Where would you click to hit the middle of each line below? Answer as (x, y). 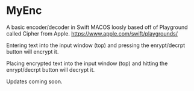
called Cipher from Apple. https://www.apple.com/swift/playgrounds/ (92, 33)
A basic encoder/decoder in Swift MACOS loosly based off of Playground (97, 27)
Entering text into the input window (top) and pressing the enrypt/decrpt (96, 45)
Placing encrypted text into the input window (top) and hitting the (87, 63)
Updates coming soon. (34, 81)
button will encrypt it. (33, 51)
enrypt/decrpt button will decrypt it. (51, 69)
